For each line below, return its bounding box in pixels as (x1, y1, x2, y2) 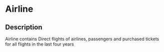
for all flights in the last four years (5, 41, 74, 47)
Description (5, 23, 42, 31)
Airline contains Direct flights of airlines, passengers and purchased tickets (5, 36, 160, 42)
